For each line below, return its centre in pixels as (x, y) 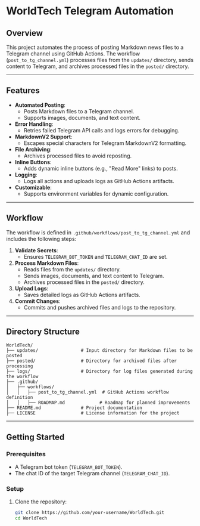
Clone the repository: (41, 502)
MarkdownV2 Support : (43, 137)
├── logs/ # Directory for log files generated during (100, 372)
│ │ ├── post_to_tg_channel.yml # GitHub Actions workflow (87, 392)
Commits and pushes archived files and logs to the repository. (100, 307)
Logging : (26, 175)
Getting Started (35, 437)
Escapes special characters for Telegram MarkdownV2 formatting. (105, 143)
